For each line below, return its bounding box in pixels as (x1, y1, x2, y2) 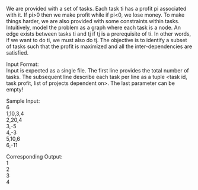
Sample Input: (6, 97, 40, 104)
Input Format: (6, 61, 39, 68)
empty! (6, 86, 24, 93)
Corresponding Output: (6, 153, 63, 160)
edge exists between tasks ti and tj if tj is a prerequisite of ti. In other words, (6, 30, 191, 37)
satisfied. (6, 49, 28, 56)
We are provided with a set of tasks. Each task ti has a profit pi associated (6, 5, 187, 12)
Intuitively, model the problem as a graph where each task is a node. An (6, 24, 181, 31)
